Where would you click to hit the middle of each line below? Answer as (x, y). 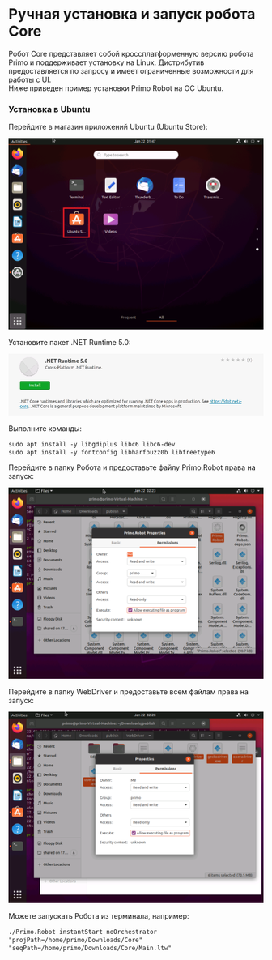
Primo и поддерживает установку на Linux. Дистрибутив (106, 62)
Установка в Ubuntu (49, 109)
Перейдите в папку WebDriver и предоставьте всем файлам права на (129, 691)
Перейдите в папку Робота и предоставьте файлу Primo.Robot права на (132, 467)
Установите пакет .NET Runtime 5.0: (70, 343)
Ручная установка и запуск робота (132, 14)
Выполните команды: (45, 428)
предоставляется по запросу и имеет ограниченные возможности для (131, 70)
